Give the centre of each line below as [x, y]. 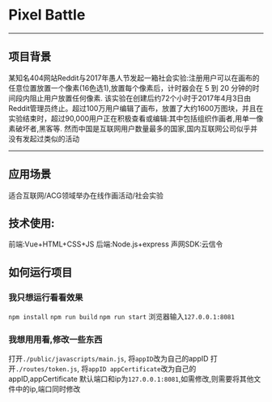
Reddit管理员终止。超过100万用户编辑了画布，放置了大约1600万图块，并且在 [136, 108]
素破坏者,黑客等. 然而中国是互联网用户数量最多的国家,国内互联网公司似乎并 [133, 128]
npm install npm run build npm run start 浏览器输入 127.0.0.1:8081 [121, 317]
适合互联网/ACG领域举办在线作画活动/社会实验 [86, 195]
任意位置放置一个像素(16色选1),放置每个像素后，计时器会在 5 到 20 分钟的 [130, 88]
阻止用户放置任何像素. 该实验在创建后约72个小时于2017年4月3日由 [140, 98]
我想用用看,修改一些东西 [55, 340]
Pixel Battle [47, 15]
